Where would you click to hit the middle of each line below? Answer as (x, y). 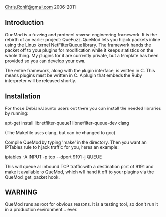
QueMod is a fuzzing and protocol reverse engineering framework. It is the (81, 35)
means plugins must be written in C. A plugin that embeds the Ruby (74, 75)
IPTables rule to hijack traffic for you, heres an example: (62, 147)
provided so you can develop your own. (45, 61)
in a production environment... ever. (41, 210)
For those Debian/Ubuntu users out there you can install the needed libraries (83, 108)
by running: (17, 113)
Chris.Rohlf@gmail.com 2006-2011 (41, 7)
